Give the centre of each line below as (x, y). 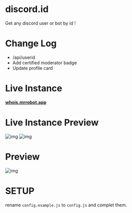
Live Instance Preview (52, 123)
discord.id (27, 9)
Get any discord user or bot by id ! (41, 23)
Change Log (31, 43)
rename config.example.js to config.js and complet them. (66, 205)
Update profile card (33, 68)
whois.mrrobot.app (26, 102)
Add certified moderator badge (44, 63)
